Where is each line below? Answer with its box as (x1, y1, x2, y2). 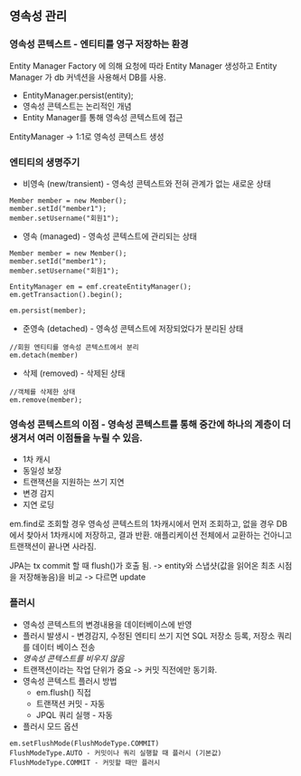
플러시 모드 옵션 (22, 721, 79, 732)
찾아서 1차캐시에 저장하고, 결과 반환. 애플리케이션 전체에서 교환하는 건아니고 (25, 530, 292, 541)
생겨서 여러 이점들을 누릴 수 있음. (9, 431, 143, 444)
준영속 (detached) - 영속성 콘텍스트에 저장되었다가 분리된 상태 (22, 322, 244, 333)
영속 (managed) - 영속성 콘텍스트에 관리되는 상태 (22, 230, 197, 242)
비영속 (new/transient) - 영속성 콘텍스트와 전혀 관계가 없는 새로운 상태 (22, 177, 271, 188)
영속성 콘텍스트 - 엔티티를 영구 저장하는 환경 (9, 38, 189, 51)
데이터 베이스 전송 (32, 641, 96, 652)
